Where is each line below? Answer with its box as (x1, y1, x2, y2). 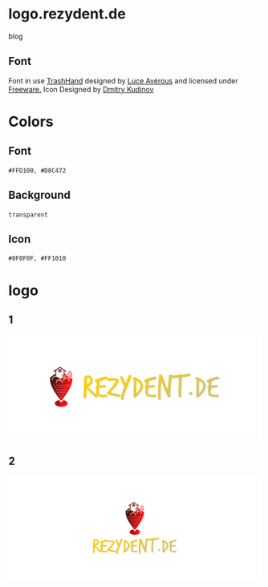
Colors (8, 112, 54, 131)
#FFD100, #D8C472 (8, 166, 67, 175)
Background (8, 188, 71, 202)
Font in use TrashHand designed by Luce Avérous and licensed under (8, 75, 238, 85)
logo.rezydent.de (8, 5, 126, 23)
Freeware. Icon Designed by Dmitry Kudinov (8, 84, 154, 94)
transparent (8, 210, 48, 219)
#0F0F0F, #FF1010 (8, 254, 67, 263)
